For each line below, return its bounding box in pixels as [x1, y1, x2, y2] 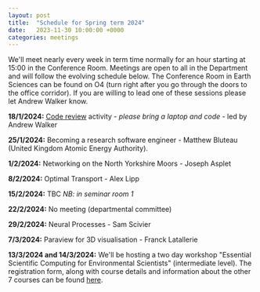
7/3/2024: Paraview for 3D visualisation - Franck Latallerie [8, 235, 198, 244]
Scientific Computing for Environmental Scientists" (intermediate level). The [8, 258, 252, 268]
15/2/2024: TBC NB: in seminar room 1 [8, 189, 134, 199]
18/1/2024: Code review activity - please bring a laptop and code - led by [8, 111, 247, 122]
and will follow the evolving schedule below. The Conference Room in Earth [8, 71, 251, 81]
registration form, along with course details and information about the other [8, 267, 251, 276]
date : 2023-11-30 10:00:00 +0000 [8, 26, 125, 34]
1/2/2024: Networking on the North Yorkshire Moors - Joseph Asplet [8, 159, 231, 169]
